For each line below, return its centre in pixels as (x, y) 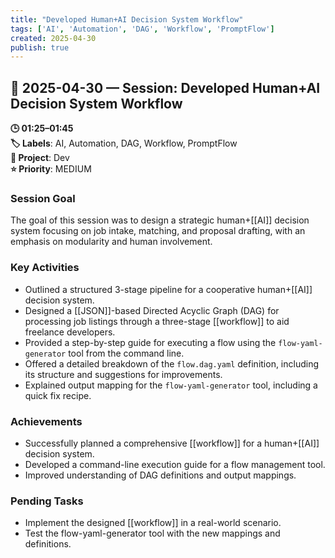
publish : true (40, 47)
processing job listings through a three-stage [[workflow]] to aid (157, 321)
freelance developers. (70, 332)
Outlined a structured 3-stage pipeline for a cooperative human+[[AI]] (168, 289)
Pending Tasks (47, 501)
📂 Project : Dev (40, 158)
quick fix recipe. (58, 395)
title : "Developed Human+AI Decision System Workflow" (127, 19)
